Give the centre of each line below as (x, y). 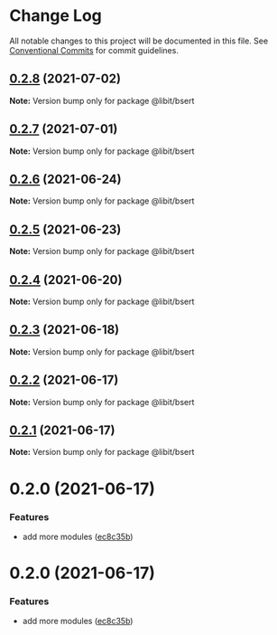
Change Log (55, 16)
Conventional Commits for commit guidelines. (94, 50)
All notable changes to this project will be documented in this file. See (139, 41)
